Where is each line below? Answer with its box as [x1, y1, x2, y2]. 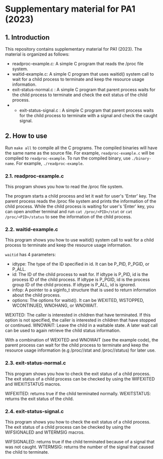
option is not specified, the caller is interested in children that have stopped [5, 317, 156, 323]
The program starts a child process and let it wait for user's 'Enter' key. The [5, 193, 157, 199]
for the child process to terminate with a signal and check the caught [19, 113, 158, 118]
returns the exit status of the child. [5, 396, 74, 401]
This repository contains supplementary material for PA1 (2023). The [5, 46, 143, 52]
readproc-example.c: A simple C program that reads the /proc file [12, 61, 144, 66]
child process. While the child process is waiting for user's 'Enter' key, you [5, 203, 154, 209]
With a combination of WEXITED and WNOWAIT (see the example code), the [5, 337, 159, 343]
